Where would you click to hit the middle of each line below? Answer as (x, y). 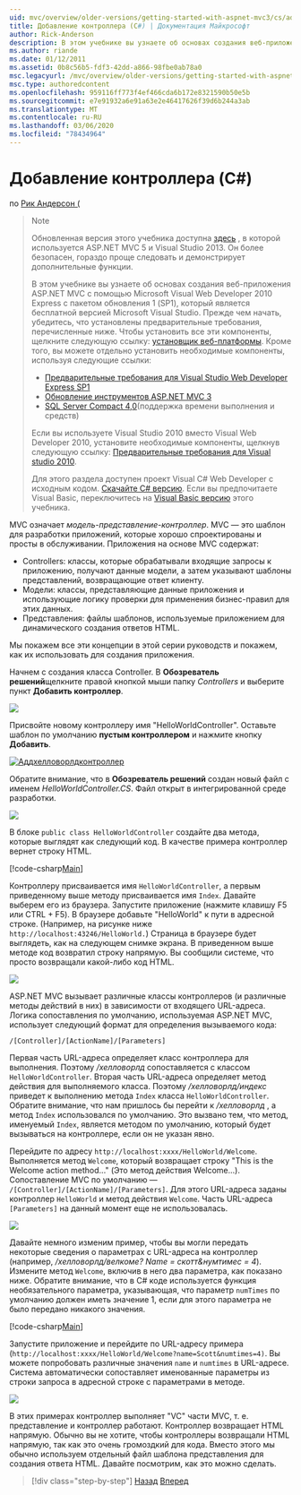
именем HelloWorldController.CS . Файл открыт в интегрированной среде (148, 788)
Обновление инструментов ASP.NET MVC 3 (128, 396)
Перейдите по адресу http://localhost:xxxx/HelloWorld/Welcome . (133, 1151)
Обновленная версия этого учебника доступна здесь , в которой (155, 237)
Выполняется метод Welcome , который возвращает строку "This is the (142, 1160)
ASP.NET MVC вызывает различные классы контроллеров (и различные (148, 996)
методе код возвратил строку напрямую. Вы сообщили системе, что (142, 952)
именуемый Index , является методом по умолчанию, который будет (140, 1124)
